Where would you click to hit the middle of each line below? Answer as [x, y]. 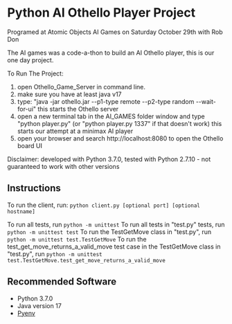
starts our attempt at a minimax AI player [75, 131]
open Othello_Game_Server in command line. [81, 87]
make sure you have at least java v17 [69, 94]
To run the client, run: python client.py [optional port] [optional [104, 205]
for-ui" [27, 109]
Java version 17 [39, 305]
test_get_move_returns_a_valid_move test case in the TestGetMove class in [114, 246]
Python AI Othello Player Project [101, 13]
